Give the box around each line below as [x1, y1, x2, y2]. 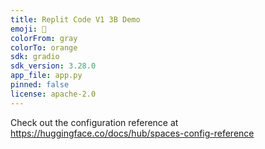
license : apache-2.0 [10, 89, 97, 99]
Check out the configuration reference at [10, 116, 179, 128]
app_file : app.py [10, 71, 83, 81]
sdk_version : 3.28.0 [10, 61, 97, 71]
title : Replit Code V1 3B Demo [10, 14, 141, 25]
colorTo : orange [10, 42, 78, 53]
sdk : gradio [10, 52, 60, 62]
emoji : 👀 [10, 24, 47, 34]
